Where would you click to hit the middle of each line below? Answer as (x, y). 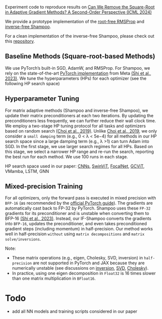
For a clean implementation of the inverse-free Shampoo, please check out (80, 36)
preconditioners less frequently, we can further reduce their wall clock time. (81, 121)
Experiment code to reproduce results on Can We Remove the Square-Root (80, 7)
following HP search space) (32, 83)
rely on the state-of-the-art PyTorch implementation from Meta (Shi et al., (78, 73)
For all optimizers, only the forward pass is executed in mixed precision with (81, 198)
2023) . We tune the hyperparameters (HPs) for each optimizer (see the (76, 78)
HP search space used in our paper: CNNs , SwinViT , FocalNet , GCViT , (75, 166)
